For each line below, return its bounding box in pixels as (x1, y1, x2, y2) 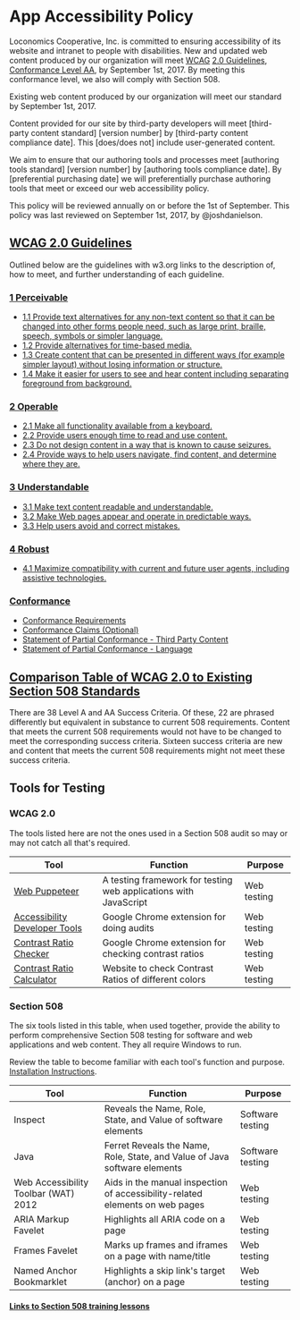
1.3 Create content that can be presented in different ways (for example (21, 350, 286, 360)
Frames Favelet (13, 1245, 79, 1257)
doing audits (102, 921, 154, 934)
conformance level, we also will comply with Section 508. (9, 73, 221, 84)
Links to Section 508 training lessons (9, 1300, 150, 1311)
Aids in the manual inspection (104, 1176, 228, 1189)
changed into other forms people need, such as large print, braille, (21, 321, 266, 332)
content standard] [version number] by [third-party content (30, 127, 248, 138)
